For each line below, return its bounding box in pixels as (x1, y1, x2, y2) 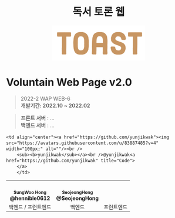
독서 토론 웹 (72, 5, 125, 19)
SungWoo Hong (14, 189, 47, 195)
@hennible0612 (9, 195, 51, 202)
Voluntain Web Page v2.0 (6, 76, 132, 89)
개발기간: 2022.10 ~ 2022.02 (20, 102, 90, 109)
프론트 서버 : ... (20, 115, 55, 122)
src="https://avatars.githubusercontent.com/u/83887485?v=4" (6, 140, 159, 147)
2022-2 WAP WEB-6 (20, 95, 70, 103)
